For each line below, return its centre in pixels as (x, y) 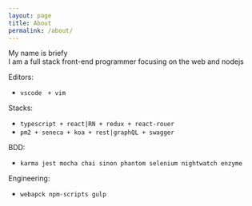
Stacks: (21, 108)
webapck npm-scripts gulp (63, 195)
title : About (30, 23)
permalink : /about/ (41, 30)
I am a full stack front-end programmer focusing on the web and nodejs (126, 61)
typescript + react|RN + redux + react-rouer (97, 125)
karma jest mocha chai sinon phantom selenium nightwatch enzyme (131, 164)
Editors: (21, 77)
